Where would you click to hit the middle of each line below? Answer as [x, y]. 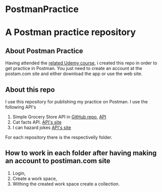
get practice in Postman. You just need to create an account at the [74, 69]
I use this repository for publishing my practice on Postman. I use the [76, 102]
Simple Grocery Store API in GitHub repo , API [59, 117]
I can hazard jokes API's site [42, 127]
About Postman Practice [44, 51]
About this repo [30, 89]
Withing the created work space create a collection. [66, 184]
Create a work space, [35, 178]
